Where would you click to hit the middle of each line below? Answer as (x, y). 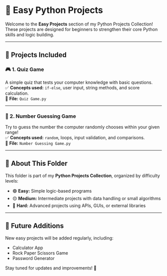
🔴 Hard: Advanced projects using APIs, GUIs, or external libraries (79, 205)
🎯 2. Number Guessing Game (41, 116)
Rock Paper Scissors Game (40, 253)
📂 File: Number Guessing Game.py (38, 143)
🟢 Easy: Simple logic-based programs (52, 191)
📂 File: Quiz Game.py (26, 98)
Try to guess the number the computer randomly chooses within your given (83, 127)
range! (12, 132)
